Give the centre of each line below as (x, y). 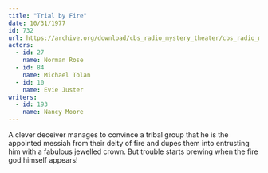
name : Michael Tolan (57, 75)
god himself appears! (43, 160)
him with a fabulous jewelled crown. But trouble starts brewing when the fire (133, 151)
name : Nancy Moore (53, 112)
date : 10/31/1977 (37, 23)
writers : (23, 97)
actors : (21, 45)
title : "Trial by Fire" (48, 16)
